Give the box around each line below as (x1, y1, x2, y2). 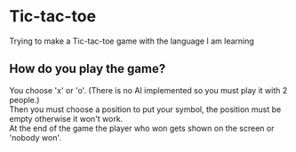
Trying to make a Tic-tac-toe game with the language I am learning (9, 36, 255, 46)
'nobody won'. (9, 132, 62, 143)
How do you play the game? (9, 61, 166, 76)
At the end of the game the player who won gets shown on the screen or (9, 123, 275, 133)
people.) (9, 94, 40, 105)
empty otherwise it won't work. (9, 113, 124, 124)
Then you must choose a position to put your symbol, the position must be (9, 104, 282, 115)
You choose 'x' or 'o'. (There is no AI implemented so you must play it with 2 (9, 84, 288, 95)
